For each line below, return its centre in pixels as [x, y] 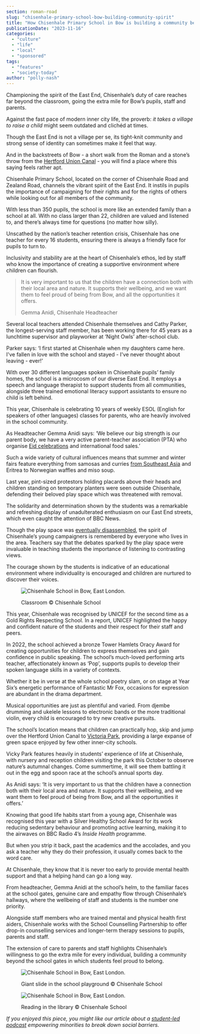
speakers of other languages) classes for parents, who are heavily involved [98, 416]
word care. [19, 858]
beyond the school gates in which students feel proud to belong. [85, 961]
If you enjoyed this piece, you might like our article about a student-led [93, 1019]
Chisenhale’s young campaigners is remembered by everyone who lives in [97, 537]
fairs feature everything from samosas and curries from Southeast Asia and [99, 464]
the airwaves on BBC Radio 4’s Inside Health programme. [76, 834]
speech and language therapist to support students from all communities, [96, 385]
